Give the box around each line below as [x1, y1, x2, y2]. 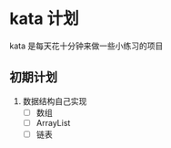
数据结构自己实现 [22, 95, 87, 106]
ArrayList [35, 117, 71, 128]
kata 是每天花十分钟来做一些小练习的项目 [9, 40, 164, 51]
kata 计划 [9, 8, 79, 29]
